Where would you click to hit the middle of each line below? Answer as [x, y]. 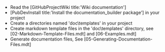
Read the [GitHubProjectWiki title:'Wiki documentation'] [68, 7]
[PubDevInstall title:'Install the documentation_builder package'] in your [85, 12]
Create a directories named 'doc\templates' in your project [71, 23]
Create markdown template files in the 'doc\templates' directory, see [82, 28]
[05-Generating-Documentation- [118, 39]
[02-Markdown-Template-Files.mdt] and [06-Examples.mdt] [73, 34]
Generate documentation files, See [46, 39]
